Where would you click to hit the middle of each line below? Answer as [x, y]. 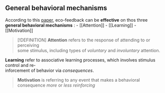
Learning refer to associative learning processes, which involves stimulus [80, 60]
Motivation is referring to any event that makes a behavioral [79, 80]
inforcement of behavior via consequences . [50, 70]
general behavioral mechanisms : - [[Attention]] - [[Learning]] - [71, 25]
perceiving [28, 45]
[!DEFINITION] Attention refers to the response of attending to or [83, 40]
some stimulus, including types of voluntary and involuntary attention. [89, 50]
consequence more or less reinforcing [56, 85]
